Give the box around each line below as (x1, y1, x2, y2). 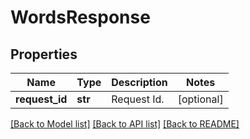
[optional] (177, 92, 224, 106)
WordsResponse (10, 6, 151, 29)
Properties (10, 46, 78, 63)
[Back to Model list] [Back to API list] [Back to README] (10, 118, 240, 130)
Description (111, 76, 168, 89)
